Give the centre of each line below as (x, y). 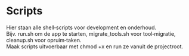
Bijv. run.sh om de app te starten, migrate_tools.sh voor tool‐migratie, (91, 33)
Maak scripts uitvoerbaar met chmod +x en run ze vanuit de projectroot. (95, 46)
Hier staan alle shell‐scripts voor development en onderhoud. (81, 27)
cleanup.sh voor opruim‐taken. (44, 40)
